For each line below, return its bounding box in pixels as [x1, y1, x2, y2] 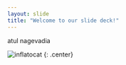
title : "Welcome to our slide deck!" [7, 17, 120, 24]
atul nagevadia [7, 36, 51, 45]
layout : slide [7, 10, 50, 18]
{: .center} [43, 50, 73, 59]
